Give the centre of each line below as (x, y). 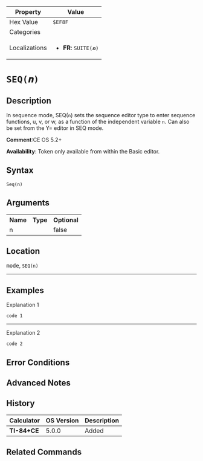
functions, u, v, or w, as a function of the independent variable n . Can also (98, 121)
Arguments (28, 203)
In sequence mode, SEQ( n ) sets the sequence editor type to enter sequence (101, 115)
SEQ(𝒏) (23, 79)
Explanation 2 (23, 333)
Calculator (25, 421)
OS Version (62, 421)
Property (28, 12)
